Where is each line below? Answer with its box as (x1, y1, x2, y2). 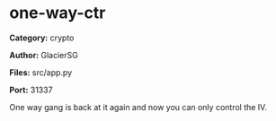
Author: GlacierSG (9, 49, 78, 60)
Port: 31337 (9, 84, 53, 95)
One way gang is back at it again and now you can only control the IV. (9, 101, 268, 112)
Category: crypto (9, 32, 75, 43)
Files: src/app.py (9, 66, 73, 78)
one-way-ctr (9, 3, 106, 23)
